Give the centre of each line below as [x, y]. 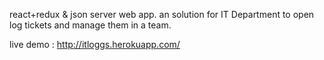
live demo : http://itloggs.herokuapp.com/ [95, 44]
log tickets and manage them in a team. [90, 25]
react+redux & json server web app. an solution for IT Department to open [162, 14]
